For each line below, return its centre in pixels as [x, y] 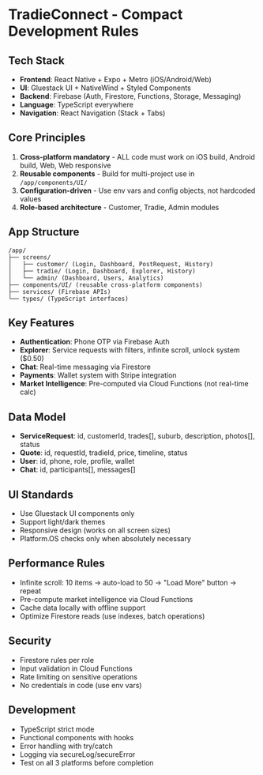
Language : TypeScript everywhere [77, 105]
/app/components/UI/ [53, 182]
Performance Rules [56, 564]
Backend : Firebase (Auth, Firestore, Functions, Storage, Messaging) [130, 96]
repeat [30, 591]
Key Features [41, 323]
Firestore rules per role [57, 660]
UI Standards [41, 494]
